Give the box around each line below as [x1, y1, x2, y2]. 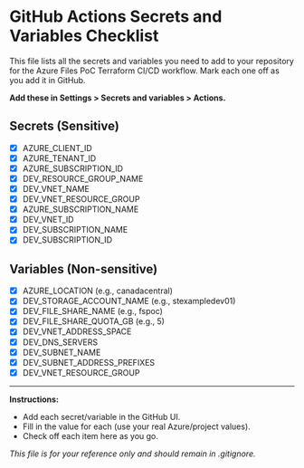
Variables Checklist [9, 25, 159, 46]
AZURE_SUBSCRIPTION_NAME [22, 204, 139, 215]
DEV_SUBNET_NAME [22, 347, 101, 358]
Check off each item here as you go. [22, 430, 158, 441]
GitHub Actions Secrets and [9, 6, 223, 27]
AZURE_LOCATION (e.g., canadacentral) [22, 285, 174, 296]
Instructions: [9, 394, 60, 405]
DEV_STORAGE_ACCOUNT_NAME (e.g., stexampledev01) [22, 296, 236, 307]
